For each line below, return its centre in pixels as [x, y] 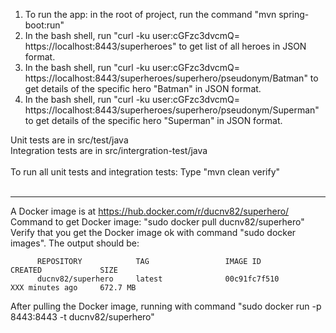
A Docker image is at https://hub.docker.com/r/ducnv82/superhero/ [150, 211]
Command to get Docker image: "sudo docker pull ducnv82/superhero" [157, 222]
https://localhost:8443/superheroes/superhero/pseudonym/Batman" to [171, 78]
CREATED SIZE [64, 270]
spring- [294, 14]
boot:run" [44, 25]
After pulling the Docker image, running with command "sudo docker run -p [166, 306]
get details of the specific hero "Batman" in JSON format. [143, 88]
